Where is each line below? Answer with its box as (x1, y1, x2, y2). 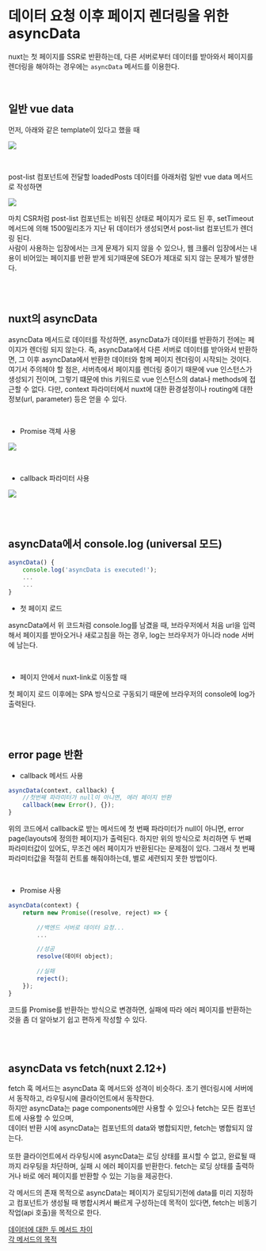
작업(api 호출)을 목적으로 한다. (8, 1208, 101, 1218)
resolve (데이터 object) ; (36, 953, 113, 960)
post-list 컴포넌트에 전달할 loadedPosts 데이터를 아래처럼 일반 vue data (8, 172, 233, 181)
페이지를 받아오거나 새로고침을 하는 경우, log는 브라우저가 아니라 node (22, 630, 240, 640)
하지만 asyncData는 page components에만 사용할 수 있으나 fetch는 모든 (8, 1104, 235, 1113)
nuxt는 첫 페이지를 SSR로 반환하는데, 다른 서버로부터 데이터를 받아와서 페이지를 (8, 51, 253, 61)
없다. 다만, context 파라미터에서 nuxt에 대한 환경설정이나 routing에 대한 (31, 384, 253, 394)
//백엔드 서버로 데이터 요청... (36, 923, 125, 931)
